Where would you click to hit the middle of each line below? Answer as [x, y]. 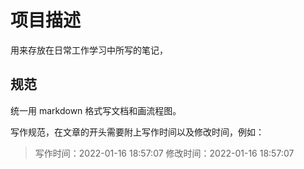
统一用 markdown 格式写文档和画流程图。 [96, 110]
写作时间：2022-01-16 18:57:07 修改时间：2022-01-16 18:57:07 [164, 153]
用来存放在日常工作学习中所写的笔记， [89, 50]
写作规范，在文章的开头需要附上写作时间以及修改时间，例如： [137, 132]
